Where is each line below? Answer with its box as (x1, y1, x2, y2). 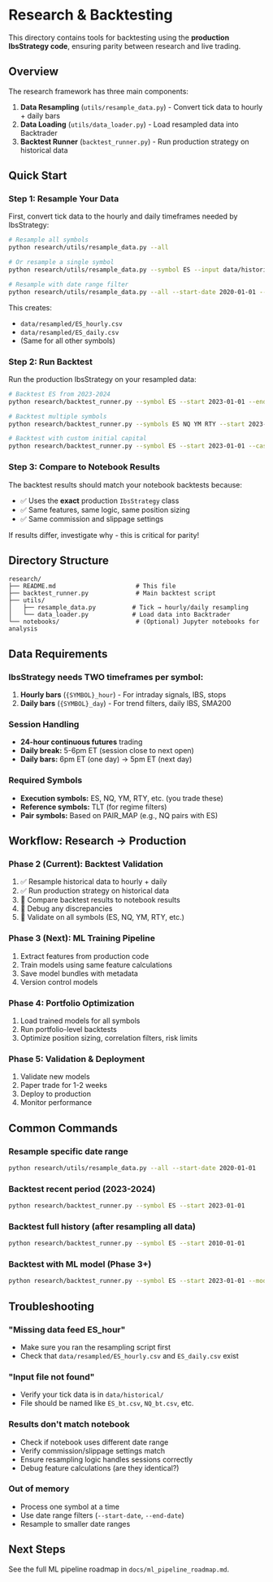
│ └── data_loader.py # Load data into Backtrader (8, 611, 231, 619)
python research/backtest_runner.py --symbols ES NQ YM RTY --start (8, 420, 245, 428)
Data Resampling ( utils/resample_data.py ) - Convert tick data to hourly (19, 102, 263, 111)
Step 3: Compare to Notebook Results (8, 462, 161, 473)
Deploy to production (19, 1089, 92, 1099)
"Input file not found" (8, 1371, 95, 1382)
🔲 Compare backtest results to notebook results (19, 895, 180, 905)
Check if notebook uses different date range (19, 1437, 169, 1447)
